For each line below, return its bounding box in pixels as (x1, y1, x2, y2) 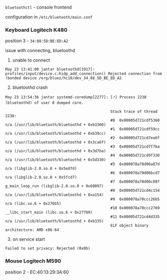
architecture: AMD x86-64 (5, 227, 59, 232)
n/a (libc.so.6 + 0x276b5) (5, 201, 61, 206)
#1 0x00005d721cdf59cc (110, 127, 160, 132)
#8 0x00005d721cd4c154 (110, 188, 160, 193)
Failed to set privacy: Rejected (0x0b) (5, 246, 91, 251)
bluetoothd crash (12, 85, 48, 91)
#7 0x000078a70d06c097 (110, 179, 160, 184)
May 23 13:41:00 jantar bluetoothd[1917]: (5, 67, 95, 72)
